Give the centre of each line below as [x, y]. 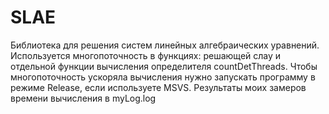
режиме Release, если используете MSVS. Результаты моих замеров [158, 87]
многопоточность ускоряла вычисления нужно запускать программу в [163, 77]
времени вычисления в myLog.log [83, 98]
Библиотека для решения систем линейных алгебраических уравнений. [165, 45]
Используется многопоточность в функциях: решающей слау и [146, 55]
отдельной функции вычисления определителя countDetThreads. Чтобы [164, 66]
